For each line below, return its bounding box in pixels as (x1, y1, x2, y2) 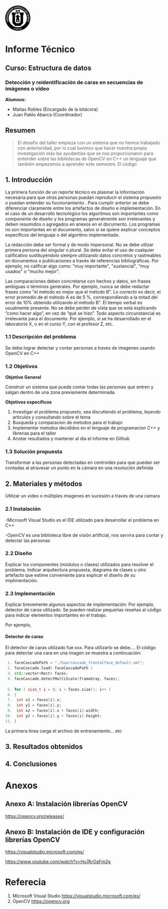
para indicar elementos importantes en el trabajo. (5, 612, 107, 618)
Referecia (5, 876, 46, 888)
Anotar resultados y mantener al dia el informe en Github (12, 436, 130, 442)
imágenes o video (5, 85, 50, 92)
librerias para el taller (12, 430, 57, 436)
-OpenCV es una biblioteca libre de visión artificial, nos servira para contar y (5, 532, 163, 538)
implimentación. (5, 577, 39, 583)
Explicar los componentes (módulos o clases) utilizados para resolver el (5, 561, 154, 567)
